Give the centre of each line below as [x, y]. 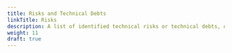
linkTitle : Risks [32, 20]
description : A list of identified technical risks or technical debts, [114, 26]
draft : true [24, 39]
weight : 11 [23, 33]
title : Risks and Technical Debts [57, 13]
